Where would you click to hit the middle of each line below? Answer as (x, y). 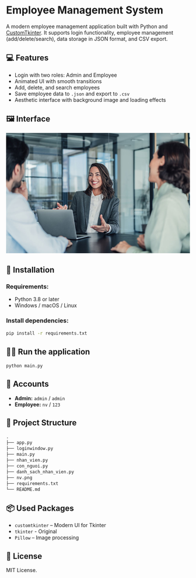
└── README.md (23, 490)
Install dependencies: (37, 321)
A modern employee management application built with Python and (87, 26)
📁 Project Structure (41, 423)
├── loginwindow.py (30, 449)
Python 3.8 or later (37, 299)
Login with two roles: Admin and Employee (66, 75)
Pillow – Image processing (47, 538)
